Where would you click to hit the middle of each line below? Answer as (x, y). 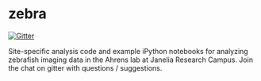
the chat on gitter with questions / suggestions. (85, 67)
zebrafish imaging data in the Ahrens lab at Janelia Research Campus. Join (131, 60)
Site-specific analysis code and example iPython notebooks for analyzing (128, 51)
